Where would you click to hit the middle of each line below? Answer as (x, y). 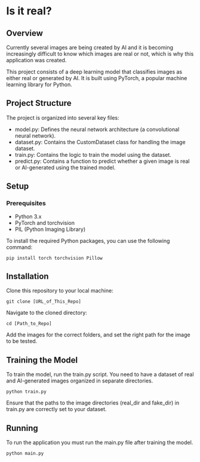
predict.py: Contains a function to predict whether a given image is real (102, 161)
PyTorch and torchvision (45, 223)
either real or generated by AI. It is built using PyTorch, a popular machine (97, 78)
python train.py (26, 392)
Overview (25, 33)
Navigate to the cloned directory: (47, 313)
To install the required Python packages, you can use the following (88, 241)
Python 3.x (28, 216)
